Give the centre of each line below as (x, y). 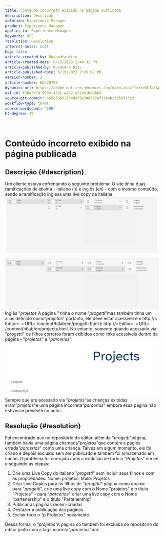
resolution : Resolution (29, 42)
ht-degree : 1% (20, 114)
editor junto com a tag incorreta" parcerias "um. (52, 530)
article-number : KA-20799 (31, 83)
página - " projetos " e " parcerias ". (39, 339)
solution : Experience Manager (36, 21)
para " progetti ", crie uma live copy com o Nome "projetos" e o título (80, 489)
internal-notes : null (27, 47)
